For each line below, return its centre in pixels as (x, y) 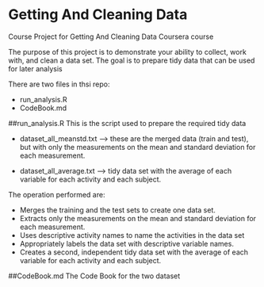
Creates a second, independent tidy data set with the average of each (134, 252)
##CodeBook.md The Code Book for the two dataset (94, 276)
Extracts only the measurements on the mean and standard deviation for (138, 218)
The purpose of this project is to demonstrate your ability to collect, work (128, 52)
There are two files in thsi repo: (59, 84)
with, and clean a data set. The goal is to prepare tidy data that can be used (132, 60)
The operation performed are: (57, 194)
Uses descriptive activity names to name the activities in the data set (132, 235)
